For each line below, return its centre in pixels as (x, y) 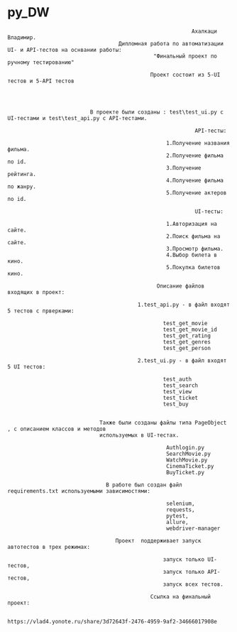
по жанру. (22, 186)
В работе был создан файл (144, 485)
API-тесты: (211, 131)
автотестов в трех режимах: (49, 547)
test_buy (176, 404)
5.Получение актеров (196, 192)
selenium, (180, 503)
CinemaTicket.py (190, 466)
